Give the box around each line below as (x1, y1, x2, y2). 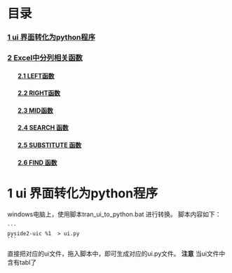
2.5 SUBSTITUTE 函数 (17, 141, 82, 149)
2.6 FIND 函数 (17, 158, 57, 167)
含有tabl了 (7, 258, 37, 266)
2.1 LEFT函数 (17, 71, 55, 80)
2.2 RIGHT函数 (17, 89, 61, 97)
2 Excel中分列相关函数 (7, 53, 83, 63)
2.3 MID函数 (17, 106, 54, 115)
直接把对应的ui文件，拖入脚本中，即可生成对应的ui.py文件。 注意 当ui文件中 (7, 249, 226, 258)
